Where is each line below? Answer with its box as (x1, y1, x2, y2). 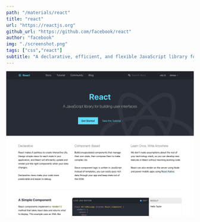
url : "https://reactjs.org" (6, 22, 76, 28)
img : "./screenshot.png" (6, 41, 68, 47)
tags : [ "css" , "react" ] (6, 48, 62, 54)
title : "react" (6, 16, 44, 22)
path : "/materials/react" (6, 10, 70, 16)
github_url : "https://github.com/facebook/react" (6, 29, 132, 35)
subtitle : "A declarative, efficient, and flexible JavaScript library (6, 54, 187, 60)
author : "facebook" (6, 35, 55, 41)
